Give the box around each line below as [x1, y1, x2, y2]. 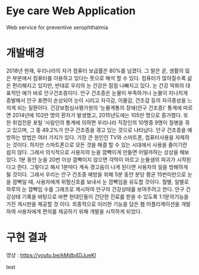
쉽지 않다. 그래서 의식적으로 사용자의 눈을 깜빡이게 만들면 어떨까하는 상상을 [6, 148, 179, 155]
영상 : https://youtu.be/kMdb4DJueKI [6, 251, 97, 258]
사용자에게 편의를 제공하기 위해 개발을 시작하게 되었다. [17, 207, 142, 215]
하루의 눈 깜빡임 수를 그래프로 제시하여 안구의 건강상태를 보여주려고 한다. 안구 [6, 186, 185, 193]
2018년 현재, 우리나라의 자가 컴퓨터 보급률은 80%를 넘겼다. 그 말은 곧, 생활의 [6, 67, 184, 74]
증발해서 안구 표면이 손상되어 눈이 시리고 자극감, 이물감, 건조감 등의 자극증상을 [6, 97, 187, 104]
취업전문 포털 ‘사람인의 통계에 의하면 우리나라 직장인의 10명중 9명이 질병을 [12, 119, 184, 126]
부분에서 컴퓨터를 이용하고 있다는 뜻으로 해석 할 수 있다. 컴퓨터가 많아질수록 [12, 74, 187, 81]
